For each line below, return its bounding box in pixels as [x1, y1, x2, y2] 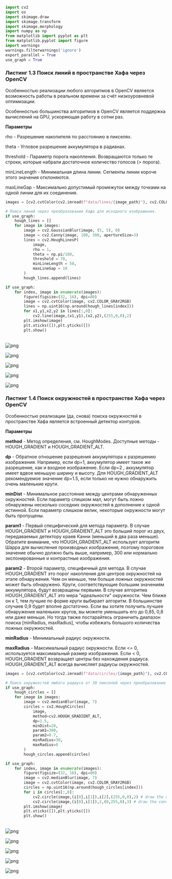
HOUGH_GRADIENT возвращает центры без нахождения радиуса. [5, 656, 149, 662]
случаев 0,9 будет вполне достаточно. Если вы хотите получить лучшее [5, 603, 164, 609]
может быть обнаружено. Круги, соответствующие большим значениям [5, 581, 165, 587]
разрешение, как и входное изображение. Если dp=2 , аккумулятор [5, 464, 155, 471]
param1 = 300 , [32, 728, 58, 733]
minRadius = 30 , [32, 738, 63, 743]
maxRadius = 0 [32, 742, 58, 748]
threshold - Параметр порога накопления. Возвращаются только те [5, 153, 153, 159]
